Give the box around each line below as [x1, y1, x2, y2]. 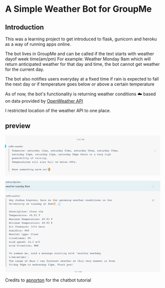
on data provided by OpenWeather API [5, 98, 83, 104]
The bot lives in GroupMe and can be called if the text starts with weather [5, 51, 154, 57]
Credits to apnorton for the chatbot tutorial [5, 277, 91, 283]
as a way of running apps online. [5, 41, 71, 47]
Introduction [5, 23, 44, 31]
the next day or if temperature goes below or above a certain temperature [5, 81, 155, 87]
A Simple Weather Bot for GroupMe [5, 3, 152, 15]
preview [5, 122, 31, 130]
